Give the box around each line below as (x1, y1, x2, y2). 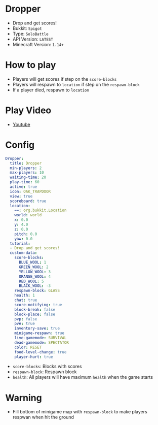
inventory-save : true (14, 326, 60, 331)
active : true (10, 184, 37, 189)
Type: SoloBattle (12, 30, 49, 37)
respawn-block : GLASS (14, 288, 60, 293)
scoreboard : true (10, 199, 47, 204)
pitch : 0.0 (14, 232, 37, 237)
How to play (5, 59, 56, 71)
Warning (5, 392, 42, 404)
